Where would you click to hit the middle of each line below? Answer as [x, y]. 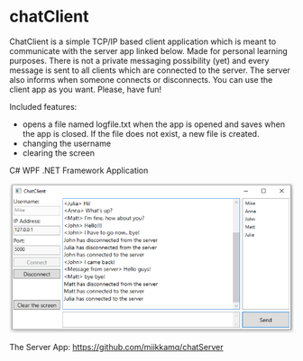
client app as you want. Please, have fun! [86, 89]
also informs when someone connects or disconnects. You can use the [141, 79]
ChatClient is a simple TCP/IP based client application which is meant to [143, 41]
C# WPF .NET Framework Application [79, 170]
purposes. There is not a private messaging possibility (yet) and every [139, 60]
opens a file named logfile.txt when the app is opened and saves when [154, 124]
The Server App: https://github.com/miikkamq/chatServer [116, 347]
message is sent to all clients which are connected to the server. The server [150, 70]
